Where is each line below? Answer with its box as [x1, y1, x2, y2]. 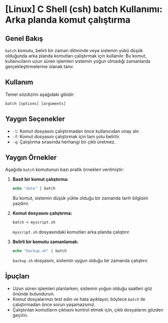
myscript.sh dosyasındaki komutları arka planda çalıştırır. [12, 229, 130, 235]
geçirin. [12, 312, 29, 318]
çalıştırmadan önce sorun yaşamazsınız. [12, 301, 96, 307]
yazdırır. [12, 200, 30, 206]
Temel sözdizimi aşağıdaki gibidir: [5, 91, 75, 97]
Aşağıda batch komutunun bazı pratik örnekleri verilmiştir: [5, 167, 124, 173]
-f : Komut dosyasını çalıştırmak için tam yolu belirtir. [12, 133, 120, 139]
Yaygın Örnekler [5, 153, 57, 162]
